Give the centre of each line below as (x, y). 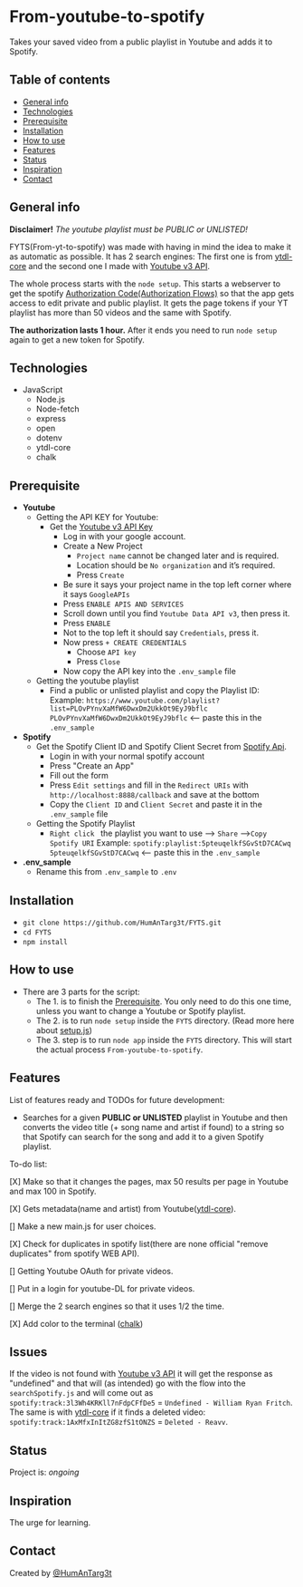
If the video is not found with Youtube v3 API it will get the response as (141, 1374)
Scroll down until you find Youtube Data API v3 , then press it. (176, 614)
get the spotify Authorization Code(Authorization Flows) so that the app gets (152, 293)
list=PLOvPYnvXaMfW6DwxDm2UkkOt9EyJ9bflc (128, 709)
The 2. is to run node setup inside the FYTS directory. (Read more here (165, 1021)
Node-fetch (57, 409)
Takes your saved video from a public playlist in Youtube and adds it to (141, 42)
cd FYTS (37, 933)
